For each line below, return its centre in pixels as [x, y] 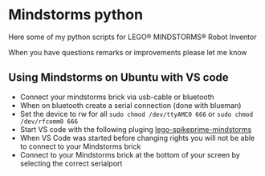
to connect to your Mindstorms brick [80, 146]
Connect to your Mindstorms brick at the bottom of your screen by [130, 154]
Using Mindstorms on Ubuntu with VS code [118, 78]
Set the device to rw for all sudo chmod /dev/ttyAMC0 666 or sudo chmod [137, 114]
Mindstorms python [75, 15]
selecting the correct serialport [71, 163]
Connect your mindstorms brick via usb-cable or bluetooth [117, 97]
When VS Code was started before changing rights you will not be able [137, 138]
